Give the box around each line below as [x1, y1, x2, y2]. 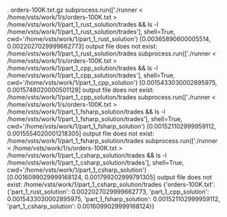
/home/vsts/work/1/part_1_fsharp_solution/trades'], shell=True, [7, 115, 183, 123]
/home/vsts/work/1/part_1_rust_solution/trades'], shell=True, [7, 27, 176, 36]
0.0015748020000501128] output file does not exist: [7, 86, 155, 94]
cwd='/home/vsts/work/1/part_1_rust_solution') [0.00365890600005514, [7, 35, 211, 43]
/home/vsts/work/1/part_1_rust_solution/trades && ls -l [7, 21, 159, 28]
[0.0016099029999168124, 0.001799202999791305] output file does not [7, 173, 212, 181]
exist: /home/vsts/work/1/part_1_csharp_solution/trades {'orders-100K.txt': [7, 181, 215, 188]
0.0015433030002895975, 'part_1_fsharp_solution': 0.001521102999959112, [7, 195, 221, 203]
